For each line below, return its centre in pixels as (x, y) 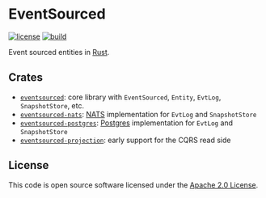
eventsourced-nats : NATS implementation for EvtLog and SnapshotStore (138, 114)
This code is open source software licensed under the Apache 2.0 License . (133, 185)
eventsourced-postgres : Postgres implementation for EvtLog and (126, 123)
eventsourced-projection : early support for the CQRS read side (125, 140)
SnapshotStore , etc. (52, 105)
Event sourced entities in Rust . (59, 52)
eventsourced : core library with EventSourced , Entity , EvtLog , (120, 97)
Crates (25, 78)
